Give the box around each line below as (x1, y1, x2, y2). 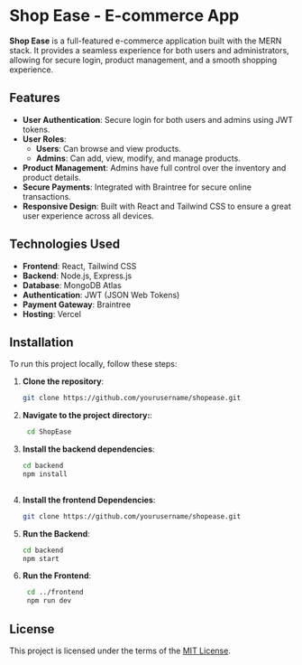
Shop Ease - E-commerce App (9, 5, 240, 26)
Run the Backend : (22, 528, 90, 539)
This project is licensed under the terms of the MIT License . (9, 645, 232, 656)
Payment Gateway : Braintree (22, 299, 132, 310)
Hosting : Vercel (22, 308, 81, 319)
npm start (22, 554, 60, 563)
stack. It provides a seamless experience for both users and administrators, (9, 44, 290, 55)
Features (9, 90, 60, 106)
